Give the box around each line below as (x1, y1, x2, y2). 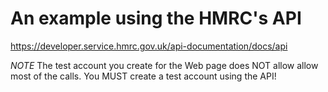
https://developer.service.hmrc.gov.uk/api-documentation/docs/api (10, 40, 288, 52)
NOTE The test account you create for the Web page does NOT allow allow (10, 59, 319, 71)
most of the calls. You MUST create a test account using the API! (10, 70, 277, 82)
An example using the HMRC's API (10, 7, 302, 30)
